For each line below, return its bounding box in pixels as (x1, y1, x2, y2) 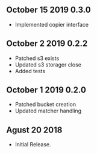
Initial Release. (14, 141, 51, 148)
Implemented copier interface (14, 21, 89, 28)
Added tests (14, 67, 46, 74)
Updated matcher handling (14, 107, 82, 114)
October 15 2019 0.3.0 (6, 5, 92, 15)
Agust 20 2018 (6, 125, 63, 135)
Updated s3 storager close (14, 60, 81, 68)
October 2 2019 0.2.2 (6, 39, 88, 49)
